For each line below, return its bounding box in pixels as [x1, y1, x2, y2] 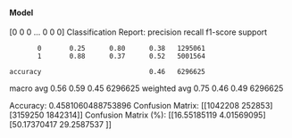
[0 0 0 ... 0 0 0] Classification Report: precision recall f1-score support [9, 27, 268, 37]
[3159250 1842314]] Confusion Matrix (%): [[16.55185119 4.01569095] [9, 110, 266, 120]
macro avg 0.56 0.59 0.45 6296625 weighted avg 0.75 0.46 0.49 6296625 [9, 83, 284, 93]
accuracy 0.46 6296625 [9, 68, 205, 77]
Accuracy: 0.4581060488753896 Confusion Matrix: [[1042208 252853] [9, 101, 273, 111]
